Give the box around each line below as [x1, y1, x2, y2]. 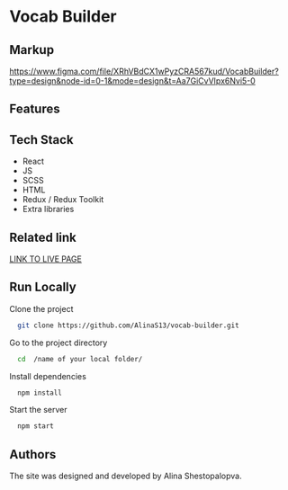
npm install [17, 388, 63, 397]
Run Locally [9, 280, 76, 295]
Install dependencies [9, 370, 87, 381]
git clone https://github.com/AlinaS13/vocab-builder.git [17, 321, 240, 330]
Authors [9, 447, 57, 462]
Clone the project [9, 303, 74, 314]
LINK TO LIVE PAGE [9, 254, 83, 264]
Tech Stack [9, 132, 74, 147]
